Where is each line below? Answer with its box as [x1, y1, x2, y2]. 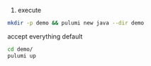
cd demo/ [7, 46, 33, 53]
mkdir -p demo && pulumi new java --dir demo [7, 20, 144, 27]
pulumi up [7, 52, 37, 59]
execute [17, 6, 42, 14]
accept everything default [7, 32, 83, 41]
